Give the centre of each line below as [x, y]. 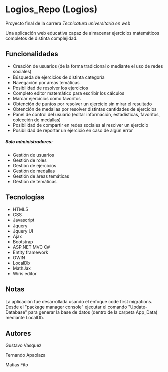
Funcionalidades [32, 54]
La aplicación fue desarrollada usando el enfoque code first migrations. [79, 302]
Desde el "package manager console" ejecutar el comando [66, 307]
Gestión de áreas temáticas [41, 176]
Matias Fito [17, 365]
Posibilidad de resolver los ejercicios [50, 88]
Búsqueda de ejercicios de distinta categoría [58, 77]
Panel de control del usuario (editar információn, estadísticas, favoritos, [86, 114]
